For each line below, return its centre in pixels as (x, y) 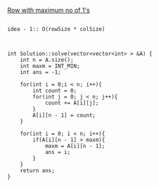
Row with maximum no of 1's (49, 10)
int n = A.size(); (47, 60)
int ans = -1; (40, 72)
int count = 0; (55, 91)
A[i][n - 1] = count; (64, 115)
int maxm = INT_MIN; (50, 66)
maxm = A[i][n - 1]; (75, 146)
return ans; (37, 171)
